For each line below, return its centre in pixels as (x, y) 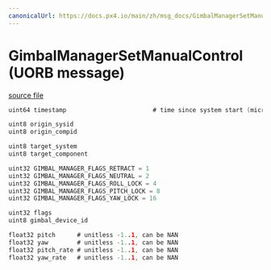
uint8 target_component (48, 154)
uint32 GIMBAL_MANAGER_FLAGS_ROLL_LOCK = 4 (83, 183)
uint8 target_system (43, 147)
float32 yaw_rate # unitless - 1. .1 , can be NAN (94, 258)
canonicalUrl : (32, 16)
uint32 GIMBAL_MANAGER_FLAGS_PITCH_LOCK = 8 (84, 191)
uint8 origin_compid (43, 132)
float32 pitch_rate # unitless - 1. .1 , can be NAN (94, 250)
